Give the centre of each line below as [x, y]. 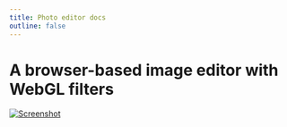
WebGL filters [62, 89]
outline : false [38, 26]
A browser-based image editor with [144, 70]
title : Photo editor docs [57, 17]
